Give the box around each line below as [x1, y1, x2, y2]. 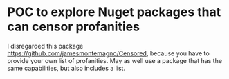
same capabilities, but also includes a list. [7, 64, 126, 72]
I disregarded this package [7, 42, 84, 50]
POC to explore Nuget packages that [7, 4, 221, 20]
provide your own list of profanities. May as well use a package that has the [7, 56, 223, 64]
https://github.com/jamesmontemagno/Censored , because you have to [7, 49, 210, 58]
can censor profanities [7, 19, 140, 35]
